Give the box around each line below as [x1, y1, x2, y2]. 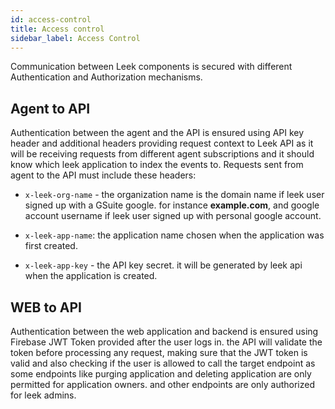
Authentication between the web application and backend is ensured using [10, 326, 319, 337]
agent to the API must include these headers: [10, 169, 197, 181]
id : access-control [10, 14, 92, 25]
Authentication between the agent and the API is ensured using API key [10, 127, 305, 139]
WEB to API [10, 299, 82, 316]
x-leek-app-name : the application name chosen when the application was [24, 229, 325, 241]
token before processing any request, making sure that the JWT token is [10, 347, 308, 358]
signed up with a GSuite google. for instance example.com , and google [24, 199, 320, 211]
